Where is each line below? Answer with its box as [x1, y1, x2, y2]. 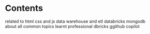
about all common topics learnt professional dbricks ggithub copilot [5, 23, 140, 29]
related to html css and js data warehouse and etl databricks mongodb [5, 18, 146, 24]
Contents [5, 3, 44, 14]
